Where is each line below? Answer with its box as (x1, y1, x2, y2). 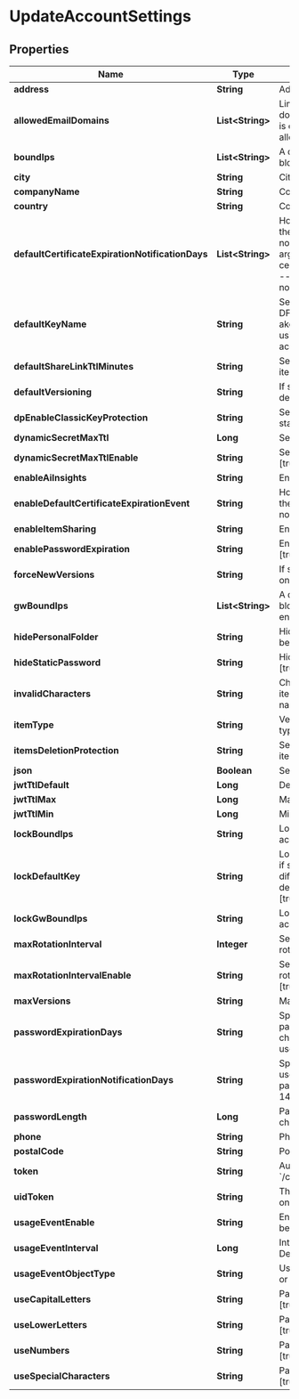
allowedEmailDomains (13, 114, 109, 126)
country (13, 200, 49, 212)
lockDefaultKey (13, 870, 81, 883)
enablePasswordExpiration (13, 543, 131, 555)
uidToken (13, 1191, 55, 1203)
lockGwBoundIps (13, 913, 88, 924)
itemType (13, 719, 54, 731)
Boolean (216, 764, 253, 777)
